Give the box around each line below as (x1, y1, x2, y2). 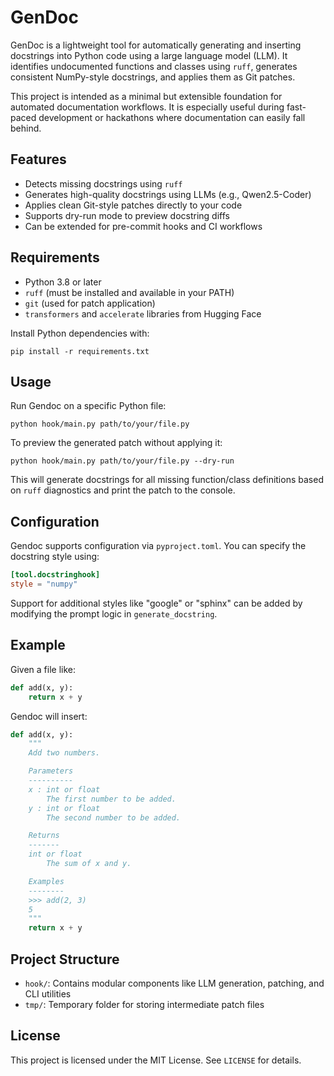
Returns (28, 831, 60, 841)
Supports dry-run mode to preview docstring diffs (24, 209, 230, 221)
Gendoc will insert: (10, 710, 88, 722)
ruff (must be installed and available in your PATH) (24, 286, 235, 298)
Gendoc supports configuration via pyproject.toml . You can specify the (10, 540, 307, 552)
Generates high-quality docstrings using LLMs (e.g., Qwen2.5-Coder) (24, 188, 312, 200)
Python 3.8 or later (24, 276, 102, 288)
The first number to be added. (46, 794, 177, 804)
